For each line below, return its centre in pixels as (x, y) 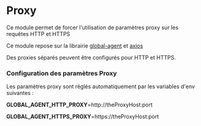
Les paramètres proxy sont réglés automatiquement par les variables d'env (101, 86)
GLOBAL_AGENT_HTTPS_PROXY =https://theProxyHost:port (83, 117)
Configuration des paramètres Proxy (62, 73)
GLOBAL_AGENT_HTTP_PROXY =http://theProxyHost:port (79, 105)
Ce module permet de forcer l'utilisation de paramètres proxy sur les (93, 27)
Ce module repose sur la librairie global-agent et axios (75, 46)
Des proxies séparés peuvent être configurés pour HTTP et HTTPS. (91, 57)
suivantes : (20, 93)
